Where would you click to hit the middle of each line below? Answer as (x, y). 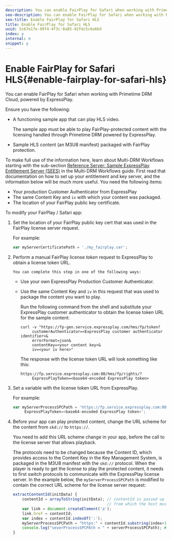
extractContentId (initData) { (45, 495)
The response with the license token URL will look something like (89, 359)
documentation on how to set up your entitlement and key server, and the (83, 176)
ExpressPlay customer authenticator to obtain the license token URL (92, 312)
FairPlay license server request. (46, 228)
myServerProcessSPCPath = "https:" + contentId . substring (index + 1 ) (95, 523)
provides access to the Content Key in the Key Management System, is (87, 458)
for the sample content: (45, 317)
